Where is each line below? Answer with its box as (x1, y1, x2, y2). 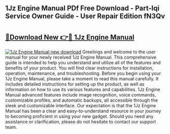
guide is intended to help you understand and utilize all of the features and (5, 60, 161, 65)
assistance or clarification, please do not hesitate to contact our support (5, 119, 156, 124)
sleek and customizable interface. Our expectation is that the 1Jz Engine (5, 103, 156, 108)
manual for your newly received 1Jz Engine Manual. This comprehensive (5, 54, 157, 60)
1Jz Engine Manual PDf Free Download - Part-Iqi (5, 4, 160, 13)
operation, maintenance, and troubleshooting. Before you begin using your (5, 70, 161, 76)
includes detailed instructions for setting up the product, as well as (5, 81, 145, 87)
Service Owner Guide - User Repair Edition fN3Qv (5, 12, 165, 21)
